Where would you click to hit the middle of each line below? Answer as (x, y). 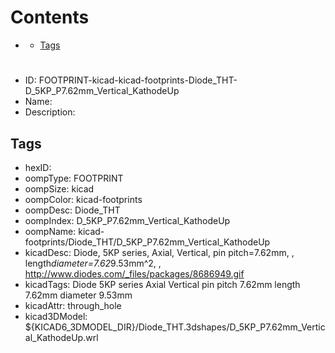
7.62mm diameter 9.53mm (78, 295)
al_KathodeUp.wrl (61, 337)
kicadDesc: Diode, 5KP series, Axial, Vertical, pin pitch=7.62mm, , (159, 252)
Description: (50, 112)
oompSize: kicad (59, 188)
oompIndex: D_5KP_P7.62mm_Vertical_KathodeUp (127, 220)
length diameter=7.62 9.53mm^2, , (93, 263)
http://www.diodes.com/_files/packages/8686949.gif (134, 273)
